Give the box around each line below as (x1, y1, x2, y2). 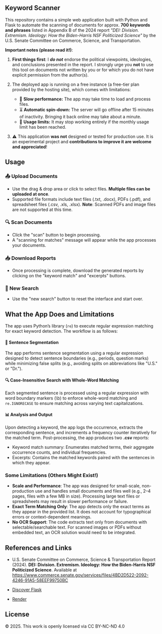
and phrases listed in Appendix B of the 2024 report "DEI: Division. (5, 27, 139, 33)
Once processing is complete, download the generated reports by (12, 268, 144, 273)
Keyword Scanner (5, 4, 61, 12)
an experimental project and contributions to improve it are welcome (12, 138, 152, 144)
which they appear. (12, 460, 51, 465)
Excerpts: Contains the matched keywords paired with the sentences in (12, 454, 155, 460)
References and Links (5, 543, 72, 552)
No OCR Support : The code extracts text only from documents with (12, 519, 147, 525)
